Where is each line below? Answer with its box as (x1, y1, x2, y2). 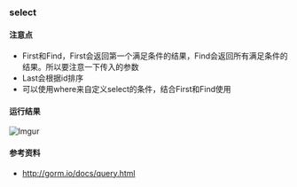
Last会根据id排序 (21, 73, 84, 83)
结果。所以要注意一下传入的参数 (21, 62, 139, 73)
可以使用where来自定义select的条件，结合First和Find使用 (21, 84, 231, 95)
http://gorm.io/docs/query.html (21, 168, 136, 178)
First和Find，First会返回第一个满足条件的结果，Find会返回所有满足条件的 (21, 51, 288, 61)
